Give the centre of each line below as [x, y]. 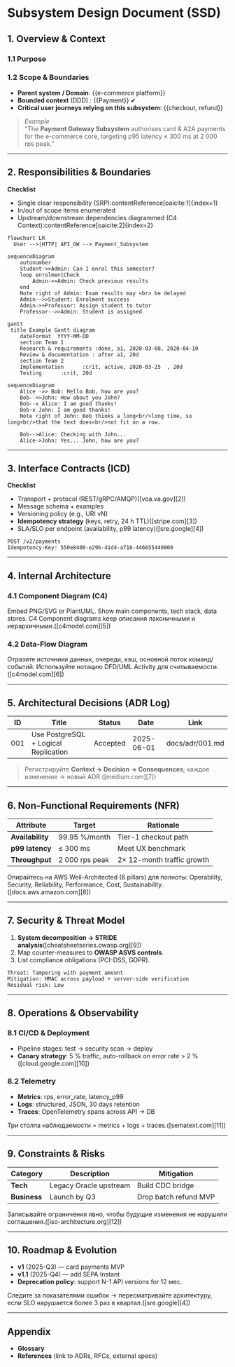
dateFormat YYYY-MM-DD [55, 336]
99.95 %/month [84, 837]
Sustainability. [143, 884]
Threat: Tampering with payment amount [65, 973]
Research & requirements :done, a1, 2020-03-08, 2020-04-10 [109, 349]
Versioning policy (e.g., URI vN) [63, 514]
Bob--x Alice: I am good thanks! [69, 404]
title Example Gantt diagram [53, 330]
